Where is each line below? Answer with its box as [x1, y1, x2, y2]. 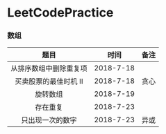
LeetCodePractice [7, 5, 114, 21]
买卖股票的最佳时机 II [15, 77, 83, 86]
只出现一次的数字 [21, 115, 78, 125]
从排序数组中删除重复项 [10, 64, 88, 73]
